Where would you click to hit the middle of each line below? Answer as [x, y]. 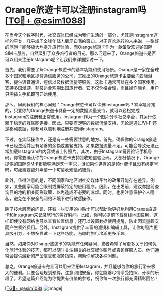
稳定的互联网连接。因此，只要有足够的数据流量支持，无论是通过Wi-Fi [83, 123]
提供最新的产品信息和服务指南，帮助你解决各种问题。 [67, 256]
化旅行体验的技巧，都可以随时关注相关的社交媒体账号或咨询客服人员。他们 [80, 250]
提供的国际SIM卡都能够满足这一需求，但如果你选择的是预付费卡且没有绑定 [80, 164]
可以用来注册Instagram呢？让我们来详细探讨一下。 [56, 59]
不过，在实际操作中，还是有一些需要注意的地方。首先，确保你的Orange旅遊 [81, 139]
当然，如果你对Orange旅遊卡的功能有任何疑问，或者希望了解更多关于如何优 [81, 243]
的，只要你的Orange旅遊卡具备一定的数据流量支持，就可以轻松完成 [72, 110]
